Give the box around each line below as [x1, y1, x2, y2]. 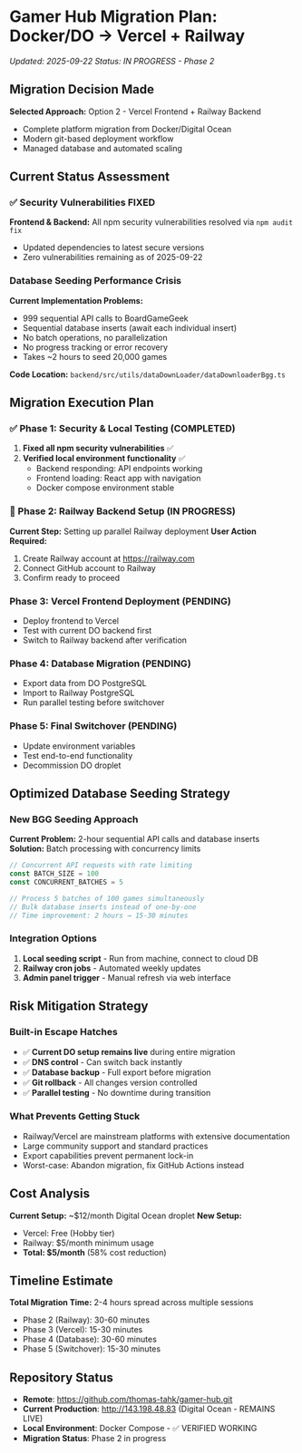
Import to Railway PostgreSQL [22, 687, 135, 699]
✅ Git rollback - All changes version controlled [22, 1077, 198, 1088]
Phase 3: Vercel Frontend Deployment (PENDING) [9, 595, 231, 607]
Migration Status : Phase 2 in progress [22, 1433, 167, 1444]
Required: [9, 535, 47, 546]
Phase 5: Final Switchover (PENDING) [9, 720, 178, 732]
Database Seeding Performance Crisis [9, 275, 182, 287]
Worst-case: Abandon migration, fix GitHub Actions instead [22, 1159, 245, 1170]
